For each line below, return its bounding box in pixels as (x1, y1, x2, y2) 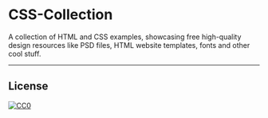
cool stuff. (8, 49, 41, 58)
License (8, 80, 49, 93)
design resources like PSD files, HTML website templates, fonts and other (8, 40, 250, 49)
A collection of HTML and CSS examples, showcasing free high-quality (8, 32, 242, 41)
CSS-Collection (8, 6, 113, 24)
